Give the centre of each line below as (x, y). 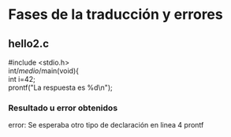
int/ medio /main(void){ (43, 71)
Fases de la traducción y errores (115, 15)
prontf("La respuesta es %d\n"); (60, 87)
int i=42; (22, 79)
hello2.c (29, 44)
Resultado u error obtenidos (63, 108)
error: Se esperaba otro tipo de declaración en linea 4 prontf (106, 125)
